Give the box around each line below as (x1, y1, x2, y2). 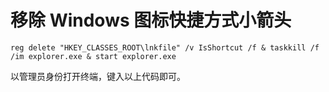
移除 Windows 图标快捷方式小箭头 (10, 9, 292, 32)
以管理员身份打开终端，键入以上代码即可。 (10, 70, 186, 82)
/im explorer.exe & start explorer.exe (10, 51, 177, 61)
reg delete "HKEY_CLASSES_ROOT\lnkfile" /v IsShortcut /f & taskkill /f (10, 42, 320, 53)
